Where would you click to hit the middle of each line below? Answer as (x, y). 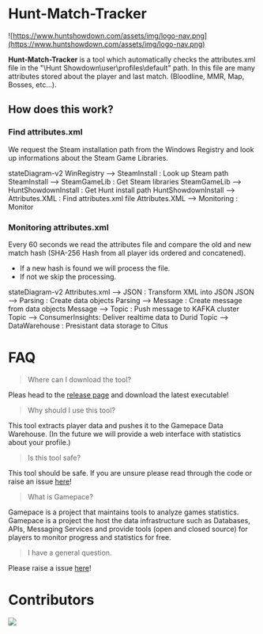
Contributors (51, 600)
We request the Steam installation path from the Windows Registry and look (131, 149)
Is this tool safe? (54, 457)
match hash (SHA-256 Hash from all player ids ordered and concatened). (127, 252)
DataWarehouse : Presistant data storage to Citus (88, 325)
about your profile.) (39, 442)
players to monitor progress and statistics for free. (90, 537)
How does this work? (61, 110)
